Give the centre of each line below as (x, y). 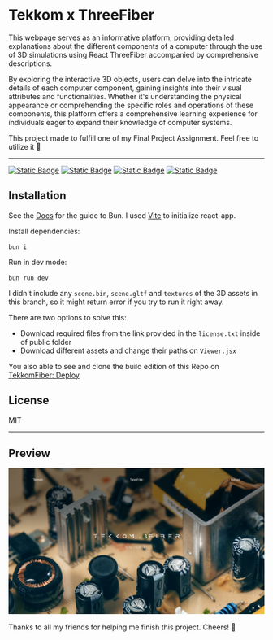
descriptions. (30, 63)
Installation (37, 196)
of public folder (46, 342)
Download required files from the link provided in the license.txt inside (140, 333)
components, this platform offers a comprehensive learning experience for (133, 113)
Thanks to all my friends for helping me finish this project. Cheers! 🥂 (122, 627)
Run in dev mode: (38, 262)
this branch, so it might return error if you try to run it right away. (116, 302)
